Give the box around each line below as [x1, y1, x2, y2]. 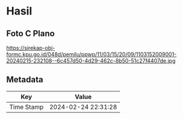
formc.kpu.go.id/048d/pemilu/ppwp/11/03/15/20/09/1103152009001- [6, 51, 177, 58]
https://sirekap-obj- [6, 44, 56, 51]
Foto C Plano [6, 28, 55, 39]
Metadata [6, 74, 43, 85]
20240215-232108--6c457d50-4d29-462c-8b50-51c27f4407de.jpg [6, 57, 176, 64]
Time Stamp [9, 103, 44, 111]
